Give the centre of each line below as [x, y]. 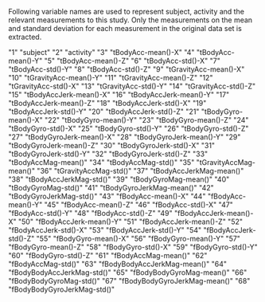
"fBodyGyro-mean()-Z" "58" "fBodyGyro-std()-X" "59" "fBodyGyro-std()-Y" [133, 247]
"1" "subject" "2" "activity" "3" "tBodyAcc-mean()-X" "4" [101, 52]
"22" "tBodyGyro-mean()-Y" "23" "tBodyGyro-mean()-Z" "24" [146, 120]
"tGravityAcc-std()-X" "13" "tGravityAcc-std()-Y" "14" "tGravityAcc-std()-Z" [132, 86]
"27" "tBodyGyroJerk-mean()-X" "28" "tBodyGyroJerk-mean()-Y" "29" [125, 137]
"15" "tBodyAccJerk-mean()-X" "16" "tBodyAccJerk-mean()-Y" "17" [119, 94]
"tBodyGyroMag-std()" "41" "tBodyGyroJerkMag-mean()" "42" [111, 188]
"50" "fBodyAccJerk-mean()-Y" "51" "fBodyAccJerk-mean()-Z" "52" [131, 222]
